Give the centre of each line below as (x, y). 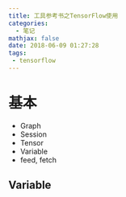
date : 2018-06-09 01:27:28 (54, 46)
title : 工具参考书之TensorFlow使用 (63, 16)
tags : (17, 53)
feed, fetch (38, 160)
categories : (28, 23)
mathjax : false (34, 38)
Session (33, 134)
